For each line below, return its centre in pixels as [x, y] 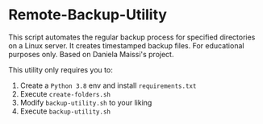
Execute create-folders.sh [65, 93]
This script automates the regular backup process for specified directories [132, 37]
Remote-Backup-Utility [88, 15]
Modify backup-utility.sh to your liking [86, 102]
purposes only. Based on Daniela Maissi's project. [91, 54]
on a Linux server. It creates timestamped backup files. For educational [126, 45]
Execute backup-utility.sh [65, 111]
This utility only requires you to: [61, 69]
